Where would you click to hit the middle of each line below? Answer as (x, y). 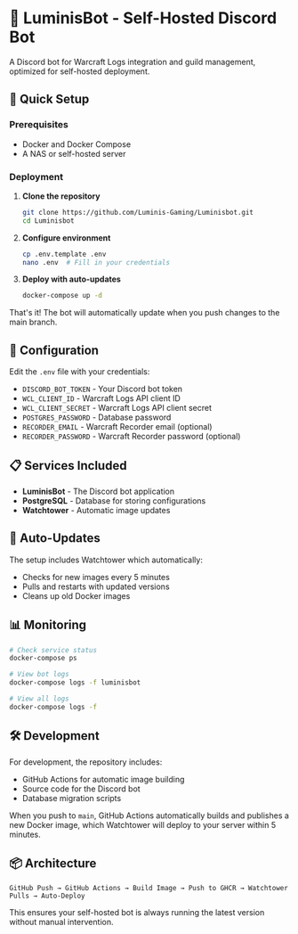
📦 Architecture (53, 863)
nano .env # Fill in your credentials (96, 262)
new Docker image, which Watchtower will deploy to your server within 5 (143, 824)
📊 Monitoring (48, 625)
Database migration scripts (72, 798)
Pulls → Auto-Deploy (48, 896)
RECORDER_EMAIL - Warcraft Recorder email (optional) (117, 427)
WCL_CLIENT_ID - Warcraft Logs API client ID (101, 398)
